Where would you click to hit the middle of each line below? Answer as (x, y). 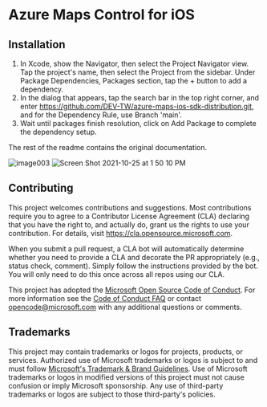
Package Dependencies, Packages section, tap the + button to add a (133, 81)
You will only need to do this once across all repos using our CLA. (117, 274)
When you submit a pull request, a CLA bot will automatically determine (126, 248)
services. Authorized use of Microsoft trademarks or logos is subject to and (133, 360)
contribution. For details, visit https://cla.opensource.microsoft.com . (121, 233)
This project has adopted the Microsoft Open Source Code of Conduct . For (132, 290)
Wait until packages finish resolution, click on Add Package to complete (138, 123)
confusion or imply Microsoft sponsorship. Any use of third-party (116, 385)
